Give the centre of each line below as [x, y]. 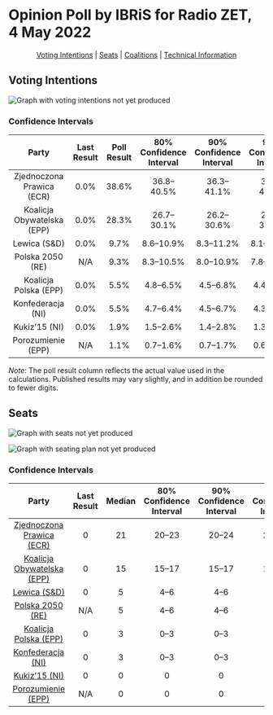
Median [121, 501]
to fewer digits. [33, 388]
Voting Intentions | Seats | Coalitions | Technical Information [136, 55]
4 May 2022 [50, 32]
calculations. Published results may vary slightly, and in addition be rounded [136, 379]
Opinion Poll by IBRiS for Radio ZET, [130, 15]
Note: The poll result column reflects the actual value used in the [117, 371]
